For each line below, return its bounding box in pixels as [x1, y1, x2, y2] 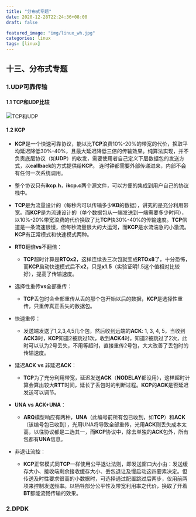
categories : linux [6, 36, 51, 42]
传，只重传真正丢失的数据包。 [23, 302, 95, 309]
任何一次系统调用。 [19, 169, 66, 176]
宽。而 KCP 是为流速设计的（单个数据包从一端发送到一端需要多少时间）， [14, 209, 187, 216]
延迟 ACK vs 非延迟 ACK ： [14, 361, 77, 368]
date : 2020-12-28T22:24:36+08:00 [6, 14, 88, 20]
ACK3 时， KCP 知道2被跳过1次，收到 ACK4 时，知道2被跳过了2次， [23, 335, 183, 342]
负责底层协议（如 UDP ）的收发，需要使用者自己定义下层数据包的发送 [14, 154, 180, 161]
